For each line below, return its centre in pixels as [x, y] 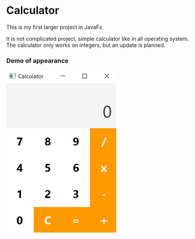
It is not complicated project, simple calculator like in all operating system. [97, 38]
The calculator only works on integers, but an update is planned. [86, 45]
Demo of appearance [37, 61]
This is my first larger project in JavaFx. [55, 27]
